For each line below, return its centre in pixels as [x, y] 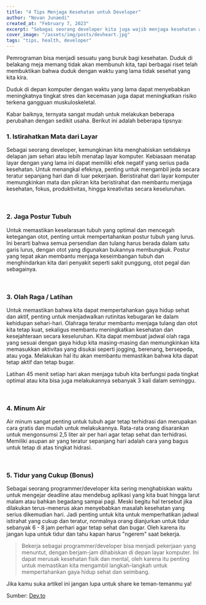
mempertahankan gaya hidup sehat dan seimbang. [86, 572]
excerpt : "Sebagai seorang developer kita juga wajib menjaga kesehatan [101, 29]
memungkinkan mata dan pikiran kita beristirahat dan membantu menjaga [99, 182]
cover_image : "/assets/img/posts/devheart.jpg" [68, 35]
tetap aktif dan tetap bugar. [41, 362]
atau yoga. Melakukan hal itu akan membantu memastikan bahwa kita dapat [102, 355]
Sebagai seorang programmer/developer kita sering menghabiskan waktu [99, 489]
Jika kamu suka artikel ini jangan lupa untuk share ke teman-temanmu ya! [99, 584]
